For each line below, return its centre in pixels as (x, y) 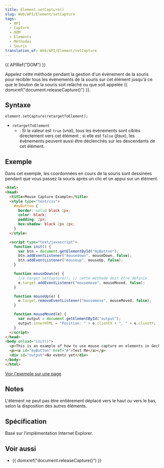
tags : (10, 19)
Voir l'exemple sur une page (33, 373)
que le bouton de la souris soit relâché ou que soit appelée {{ (66, 84)
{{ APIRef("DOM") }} (25, 65)
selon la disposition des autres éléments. (46, 406)
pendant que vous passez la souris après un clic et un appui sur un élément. (82, 179)
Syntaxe (18, 105)
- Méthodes (20, 42)
